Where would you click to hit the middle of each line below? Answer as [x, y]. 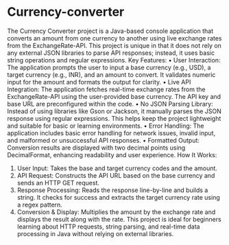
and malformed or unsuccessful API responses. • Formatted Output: [104, 140]
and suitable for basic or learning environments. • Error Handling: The [106, 126]
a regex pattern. [40, 205]
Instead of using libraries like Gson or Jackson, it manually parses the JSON [114, 111]
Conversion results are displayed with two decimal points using [96, 148]
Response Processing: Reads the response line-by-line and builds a [112, 190]
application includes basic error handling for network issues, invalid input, [111, 133]
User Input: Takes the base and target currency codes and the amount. [117, 168]
